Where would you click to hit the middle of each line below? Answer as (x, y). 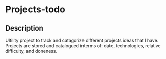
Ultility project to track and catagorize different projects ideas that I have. (82, 40)
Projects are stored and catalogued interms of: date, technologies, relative (83, 46)
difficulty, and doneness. (31, 51)
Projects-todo (35, 9)
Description (24, 28)
